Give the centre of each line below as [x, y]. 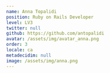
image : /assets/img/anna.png [42, 61]
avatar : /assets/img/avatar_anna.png [53, 39]
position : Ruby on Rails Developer [50, 17]
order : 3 [17, 45]
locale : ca [20, 50]
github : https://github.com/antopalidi [55, 34]
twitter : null [24, 28]
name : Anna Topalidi [32, 11]
